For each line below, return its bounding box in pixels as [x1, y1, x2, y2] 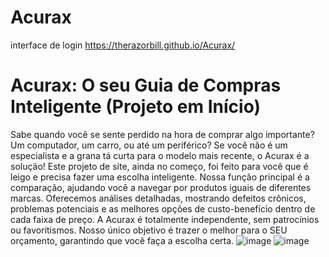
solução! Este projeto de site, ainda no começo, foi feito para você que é [10, 160, 309, 172]
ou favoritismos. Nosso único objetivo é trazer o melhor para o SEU [10, 224, 288, 236]
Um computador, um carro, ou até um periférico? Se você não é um [10, 139, 288, 151]
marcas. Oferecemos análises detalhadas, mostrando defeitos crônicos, [10, 192, 307, 204]
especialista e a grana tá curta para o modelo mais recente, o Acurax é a [10, 149, 310, 161]
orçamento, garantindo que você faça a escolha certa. [10, 234, 235, 246]
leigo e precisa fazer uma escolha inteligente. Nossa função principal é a [10, 171, 310, 183]
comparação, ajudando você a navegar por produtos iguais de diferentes [10, 181, 312, 193]
